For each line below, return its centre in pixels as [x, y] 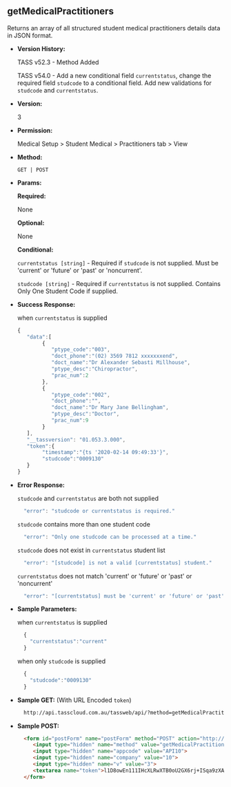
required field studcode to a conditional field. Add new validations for [114, 83]
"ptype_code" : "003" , [81, 350]
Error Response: [41, 485]
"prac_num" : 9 [70, 421]
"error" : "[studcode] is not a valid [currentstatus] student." [118, 562]
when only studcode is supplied [61, 661]
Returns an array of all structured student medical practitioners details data [114, 28]
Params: [29, 182]
